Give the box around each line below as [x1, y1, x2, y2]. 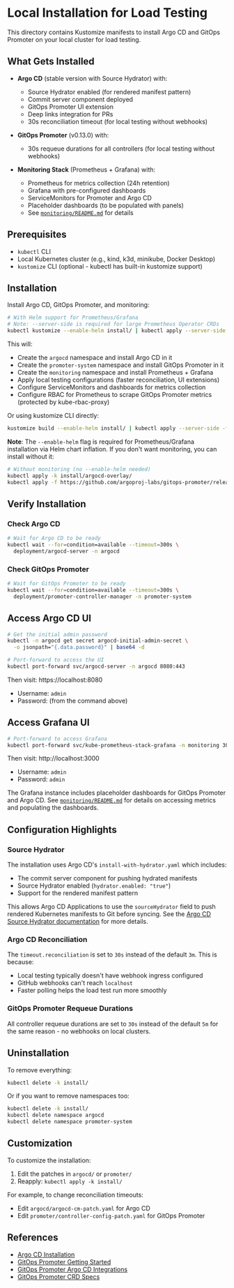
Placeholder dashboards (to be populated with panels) [27, 201, 185, 209]
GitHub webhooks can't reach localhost [17, 979, 134, 987]
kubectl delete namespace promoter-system [7, 1118, 132, 1125]
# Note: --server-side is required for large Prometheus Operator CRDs [7, 321, 219, 328]
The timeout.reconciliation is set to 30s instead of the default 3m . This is [7, 950, 217, 959]
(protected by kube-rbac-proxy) [17, 398, 110, 406]
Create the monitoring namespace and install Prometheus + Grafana [17, 368, 214, 376]
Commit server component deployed [27, 95, 134, 103]
